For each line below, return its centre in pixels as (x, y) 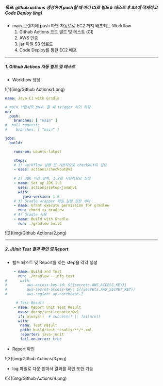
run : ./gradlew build (40, 223)
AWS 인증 (29, 38)
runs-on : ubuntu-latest (38, 151)
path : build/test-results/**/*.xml (56, 330)
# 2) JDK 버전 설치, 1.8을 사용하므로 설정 (52, 179)
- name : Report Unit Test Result (48, 307)
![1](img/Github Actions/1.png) (35, 89)
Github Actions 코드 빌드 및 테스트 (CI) (56, 32)
